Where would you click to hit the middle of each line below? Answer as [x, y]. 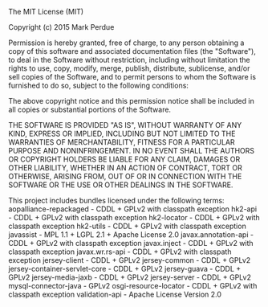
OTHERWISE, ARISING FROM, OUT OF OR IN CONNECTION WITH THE [125, 176]
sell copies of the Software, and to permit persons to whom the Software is [132, 77]
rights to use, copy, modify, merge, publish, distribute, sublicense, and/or [129, 68]
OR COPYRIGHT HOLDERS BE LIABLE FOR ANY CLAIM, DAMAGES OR [124, 159]
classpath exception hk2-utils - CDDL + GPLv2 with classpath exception [127, 226]
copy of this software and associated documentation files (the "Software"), [132, 51]
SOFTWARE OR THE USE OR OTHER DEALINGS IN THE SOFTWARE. [121, 185]
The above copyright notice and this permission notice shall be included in [131, 101]
